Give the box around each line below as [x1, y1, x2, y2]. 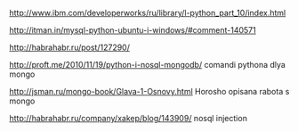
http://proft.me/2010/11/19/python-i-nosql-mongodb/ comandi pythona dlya [9, 60, 286, 70]
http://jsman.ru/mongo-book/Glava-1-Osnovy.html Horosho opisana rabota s [9, 87, 290, 96]
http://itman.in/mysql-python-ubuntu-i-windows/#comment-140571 [9, 25, 256, 35]
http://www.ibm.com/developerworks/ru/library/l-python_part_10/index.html [9, 8, 286, 18]
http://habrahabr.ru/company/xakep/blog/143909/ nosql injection [9, 113, 247, 123]
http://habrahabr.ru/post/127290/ [9, 42, 131, 53]
